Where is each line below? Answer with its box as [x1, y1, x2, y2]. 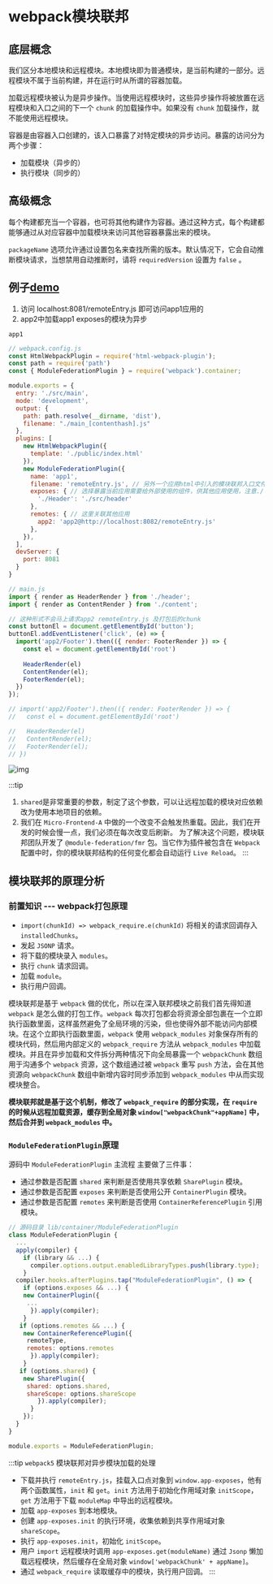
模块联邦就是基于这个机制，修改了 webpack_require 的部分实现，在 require [8, 1097, 258, 1107]
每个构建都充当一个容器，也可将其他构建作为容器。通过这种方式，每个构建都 [8, 217, 265, 227]
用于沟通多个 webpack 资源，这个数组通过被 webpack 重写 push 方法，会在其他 [8, 1059, 264, 1069]
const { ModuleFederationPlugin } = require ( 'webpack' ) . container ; [8, 367, 242, 375]
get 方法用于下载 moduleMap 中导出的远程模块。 [19, 1495, 177, 1505]
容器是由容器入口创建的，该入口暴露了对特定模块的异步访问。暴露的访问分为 [8, 131, 265, 140]
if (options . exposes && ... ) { [23, 1284, 129, 1292]
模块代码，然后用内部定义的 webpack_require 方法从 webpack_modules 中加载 [8, 1039, 262, 1049]
